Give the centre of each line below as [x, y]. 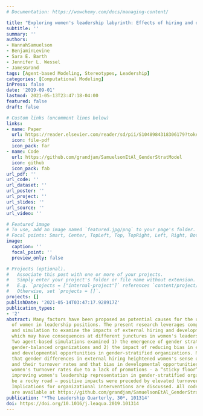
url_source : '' [25, 208]
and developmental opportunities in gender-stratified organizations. [102, 353]
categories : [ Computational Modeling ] [55, 79]
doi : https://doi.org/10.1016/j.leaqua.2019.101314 [72, 403]
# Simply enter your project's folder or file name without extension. [101, 280]
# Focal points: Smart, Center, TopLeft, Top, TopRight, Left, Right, [97, 235]
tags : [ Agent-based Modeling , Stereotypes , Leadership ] [78, 73]
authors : [17, 40]
